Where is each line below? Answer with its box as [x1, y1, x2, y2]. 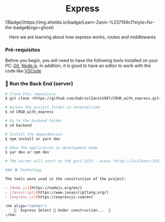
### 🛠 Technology [5, 168, 42, 173]
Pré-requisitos [5, 46, 40, 53]
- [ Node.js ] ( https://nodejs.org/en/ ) [5, 185, 82, 190]
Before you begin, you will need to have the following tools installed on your [5, 58, 158, 63]
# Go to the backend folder [5, 119, 63, 124]
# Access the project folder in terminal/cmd [5, 105, 100, 110]
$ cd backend [5, 123, 32, 128]
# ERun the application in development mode [5, 145, 98, 150]
